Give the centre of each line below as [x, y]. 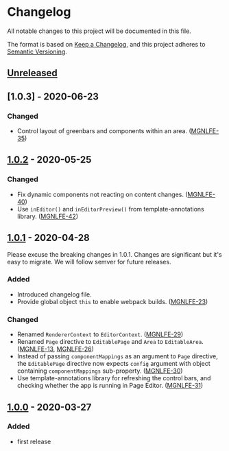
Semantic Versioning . [37, 51]
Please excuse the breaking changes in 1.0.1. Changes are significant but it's [114, 254]
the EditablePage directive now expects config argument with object [113, 364]
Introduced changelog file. [54, 294]
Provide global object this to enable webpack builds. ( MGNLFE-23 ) [112, 301]
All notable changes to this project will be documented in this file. [99, 31]
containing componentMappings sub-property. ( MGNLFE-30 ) [100, 371]
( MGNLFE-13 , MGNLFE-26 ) [56, 349]
